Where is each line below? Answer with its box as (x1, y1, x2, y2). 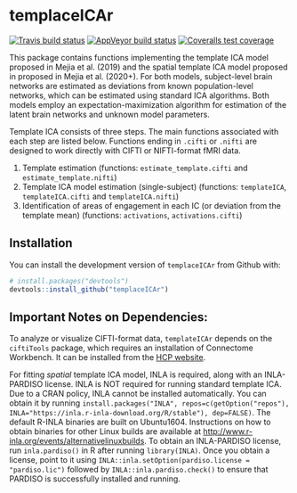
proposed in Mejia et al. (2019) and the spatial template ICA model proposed (9, 62, 288, 72)
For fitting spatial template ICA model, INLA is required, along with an (9, 369, 262, 380)
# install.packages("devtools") (9, 276, 129, 285)
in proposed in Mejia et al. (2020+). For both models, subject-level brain (9, 70, 273, 81)
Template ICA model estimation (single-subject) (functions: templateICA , (21, 181, 287, 192)
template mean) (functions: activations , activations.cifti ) (21, 210, 243, 220)
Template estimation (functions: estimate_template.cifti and (21, 162, 248, 173)
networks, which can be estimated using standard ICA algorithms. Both (9, 90, 269, 101)
